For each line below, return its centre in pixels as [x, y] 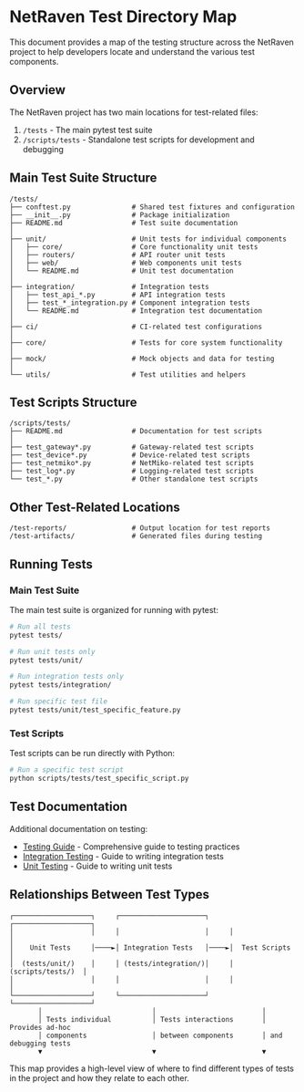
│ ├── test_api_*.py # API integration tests [117, 295]
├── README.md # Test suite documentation [124, 223]
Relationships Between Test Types [110, 894]
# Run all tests [40, 627]
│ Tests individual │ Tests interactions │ [152, 1019]
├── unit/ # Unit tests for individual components [148, 239]
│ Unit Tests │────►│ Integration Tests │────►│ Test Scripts [150, 947]
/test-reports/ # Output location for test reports [140, 528]
